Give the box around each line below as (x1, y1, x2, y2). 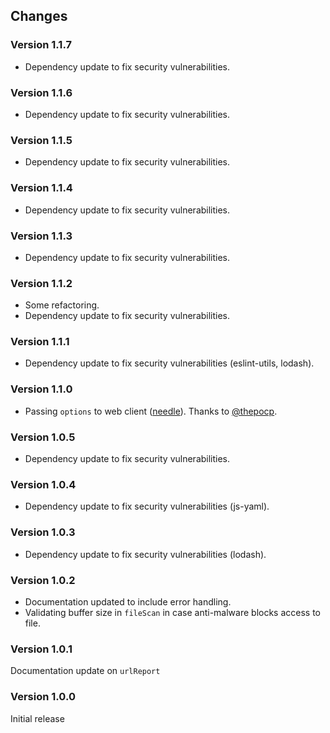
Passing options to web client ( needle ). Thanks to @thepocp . (24, 405, 278, 417)
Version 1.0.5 (10, 430, 76, 444)
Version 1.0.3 (10, 525, 76, 539)
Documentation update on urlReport (10, 665, 161, 677)
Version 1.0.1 (10, 642, 73, 656)
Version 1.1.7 (10, 38, 72, 52)
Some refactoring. (24, 299, 100, 311)
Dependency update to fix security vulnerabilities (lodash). (24, 548, 267, 560)
